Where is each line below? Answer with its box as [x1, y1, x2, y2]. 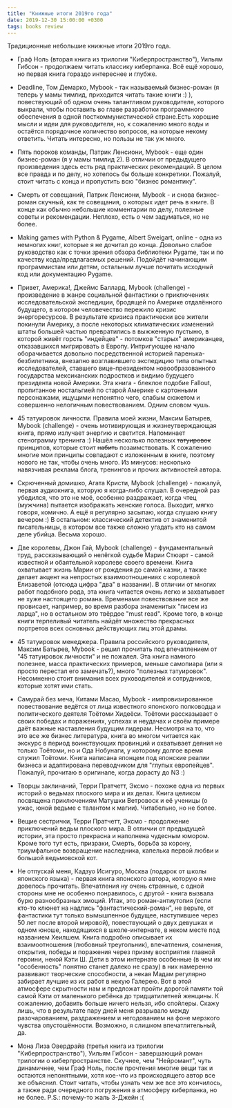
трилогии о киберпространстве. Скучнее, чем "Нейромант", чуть [17, 1057, 212, 1065]
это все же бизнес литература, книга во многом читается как [17, 732, 200, 740]
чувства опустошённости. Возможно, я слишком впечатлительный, [17, 1021, 217, 1029]
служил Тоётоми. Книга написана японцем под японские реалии [17, 754, 210, 762]
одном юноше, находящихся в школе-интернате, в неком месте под [17, 926, 220, 934]
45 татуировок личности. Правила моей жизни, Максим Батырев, [17, 414, 213, 422]
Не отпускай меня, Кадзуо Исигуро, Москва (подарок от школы [17, 867, 207, 875]
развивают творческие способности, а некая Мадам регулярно [17, 970, 206, 978]
